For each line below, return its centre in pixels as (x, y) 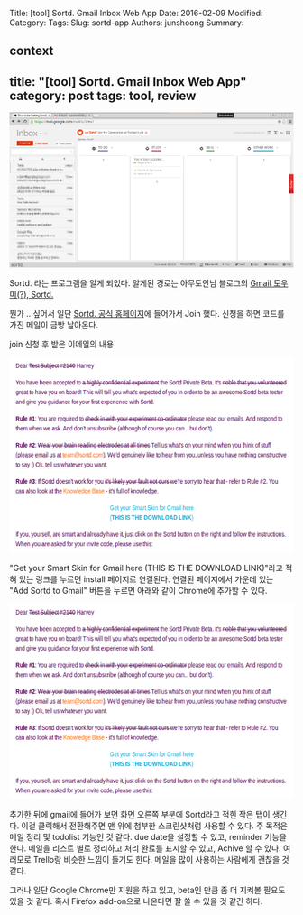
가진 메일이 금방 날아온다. (54, 325)
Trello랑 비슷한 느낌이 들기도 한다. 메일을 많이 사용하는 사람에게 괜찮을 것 (161, 860)
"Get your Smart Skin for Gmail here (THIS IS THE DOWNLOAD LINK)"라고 (147, 568)
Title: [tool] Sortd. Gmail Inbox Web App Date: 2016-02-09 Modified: (136, 13)
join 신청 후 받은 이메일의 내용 (62, 344)
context (32, 51)
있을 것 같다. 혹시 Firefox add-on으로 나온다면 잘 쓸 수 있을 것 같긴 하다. (136, 901)
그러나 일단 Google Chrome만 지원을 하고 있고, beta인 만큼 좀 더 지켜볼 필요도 (147, 890)
